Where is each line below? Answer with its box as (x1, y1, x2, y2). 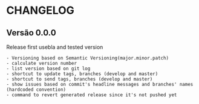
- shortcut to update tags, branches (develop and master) (6, 71, 158, 77)
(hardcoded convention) (6, 87, 67, 93)
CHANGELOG (6, 4, 74, 17)
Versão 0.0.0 (6, 28, 56, 38)
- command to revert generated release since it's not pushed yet (6, 92, 177, 98)
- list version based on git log (6, 66, 91, 72)
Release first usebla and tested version (6, 43, 103, 50)
